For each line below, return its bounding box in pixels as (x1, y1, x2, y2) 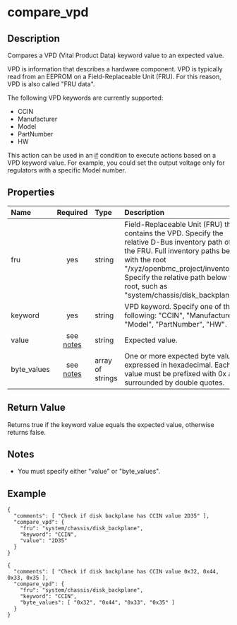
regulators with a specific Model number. (7, 166, 127, 174)
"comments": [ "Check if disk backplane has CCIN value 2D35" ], (13, 513, 210, 520)
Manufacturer (17, 115, 58, 123)
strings (95, 373, 118, 382)
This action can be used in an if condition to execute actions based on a (7, 151, 217, 159)
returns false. (7, 428, 46, 436)
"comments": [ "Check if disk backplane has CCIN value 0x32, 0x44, (13, 568, 219, 576)
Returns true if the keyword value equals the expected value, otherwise (7, 420, 214, 428)
